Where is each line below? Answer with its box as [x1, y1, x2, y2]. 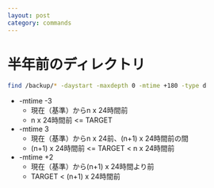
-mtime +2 [18, 152, 54, 162]
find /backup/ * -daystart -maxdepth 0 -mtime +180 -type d [7, 82, 207, 90]
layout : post [7, 11, 51, 20]
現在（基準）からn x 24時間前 [30, 106, 128, 115]
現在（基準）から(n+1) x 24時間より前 [30, 162, 155, 171]
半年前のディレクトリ [7, 55, 146, 73]
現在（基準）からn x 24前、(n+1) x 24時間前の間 [30, 133, 189, 143]
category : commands [7, 19, 72, 27]
